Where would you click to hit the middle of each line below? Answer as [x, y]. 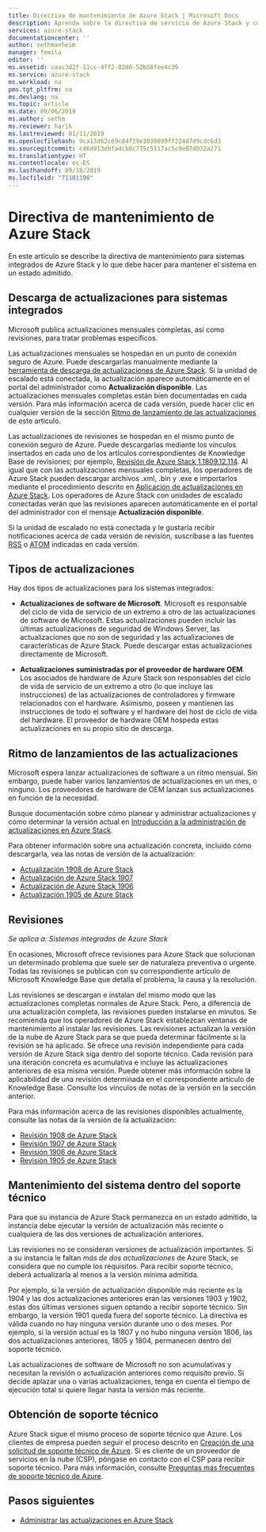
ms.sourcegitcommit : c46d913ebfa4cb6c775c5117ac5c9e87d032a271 [115, 148]
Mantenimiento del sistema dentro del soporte [125, 1186]
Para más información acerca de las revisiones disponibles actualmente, [126, 1111]
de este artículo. [35, 421]
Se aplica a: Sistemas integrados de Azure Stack [88, 939]
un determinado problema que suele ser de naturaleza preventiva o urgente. [133, 963]
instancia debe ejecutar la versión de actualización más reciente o [116, 1225]
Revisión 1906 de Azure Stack [68, 1153]
